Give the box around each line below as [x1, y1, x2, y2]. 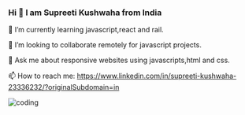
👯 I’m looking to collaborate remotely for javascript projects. [8, 40, 202, 50]
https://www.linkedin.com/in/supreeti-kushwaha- [76, 71, 237, 81]
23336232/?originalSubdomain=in [8, 83, 120, 92]
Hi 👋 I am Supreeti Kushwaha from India [8, 7, 162, 18]
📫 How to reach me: [8, 71, 76, 81]
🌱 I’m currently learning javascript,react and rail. [8, 25, 164, 35]
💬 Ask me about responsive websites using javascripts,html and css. [8, 55, 230, 65]
